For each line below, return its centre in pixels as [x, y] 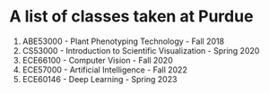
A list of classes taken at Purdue [131, 17]
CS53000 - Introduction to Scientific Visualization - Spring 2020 [141, 50]
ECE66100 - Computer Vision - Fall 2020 [97, 60]
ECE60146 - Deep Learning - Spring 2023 [100, 79]
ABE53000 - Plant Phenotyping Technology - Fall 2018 [123, 41]
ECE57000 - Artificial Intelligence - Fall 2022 [105, 70]
